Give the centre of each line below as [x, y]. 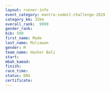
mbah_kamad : [18, 62]
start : [12, 57]
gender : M [16, 48]
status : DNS [18, 76]
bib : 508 [14, 33]
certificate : [19, 80]
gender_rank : [19, 29]
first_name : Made [24, 38]
